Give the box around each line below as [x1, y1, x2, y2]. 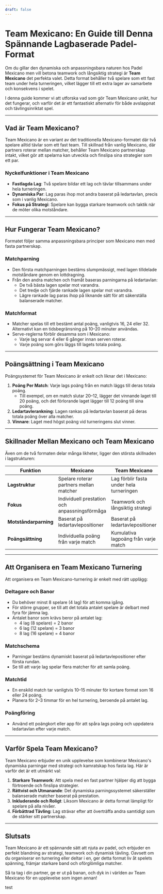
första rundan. [12, 659, 41, 665]
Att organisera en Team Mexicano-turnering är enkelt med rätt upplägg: [5, 576, 148, 582]
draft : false [5, 7, 32, 12]
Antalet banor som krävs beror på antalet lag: [12, 615, 103, 620]
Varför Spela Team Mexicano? [5, 745, 98, 753]
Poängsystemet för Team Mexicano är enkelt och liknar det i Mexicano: [5, 373, 147, 379]
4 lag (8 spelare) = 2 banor [19, 620, 73, 626]
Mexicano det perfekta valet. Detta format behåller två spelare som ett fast [5, 75, 155, 81]
